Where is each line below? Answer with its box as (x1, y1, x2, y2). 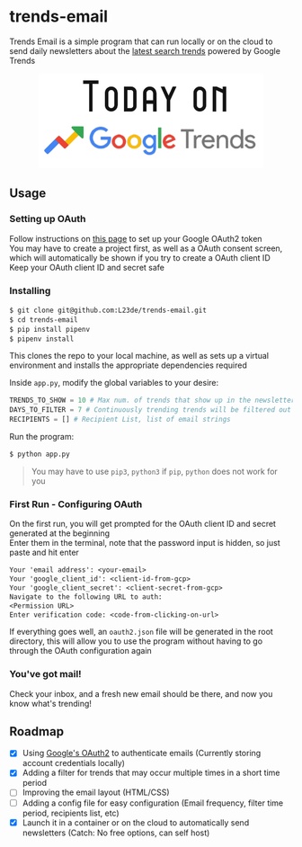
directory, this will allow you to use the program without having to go (9, 636, 263, 646)
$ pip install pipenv (9, 325, 91, 334)
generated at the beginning (9, 528, 111, 539)
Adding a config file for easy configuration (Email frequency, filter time (22, 798, 284, 808)
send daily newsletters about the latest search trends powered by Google (9, 45, 281, 56)
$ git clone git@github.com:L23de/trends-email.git (9, 306, 207, 315)
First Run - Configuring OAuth (9, 497, 143, 510)
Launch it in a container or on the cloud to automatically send (22, 816, 250, 828)
